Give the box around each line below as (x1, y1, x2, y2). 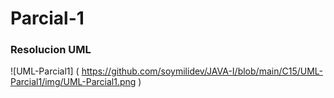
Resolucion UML (10, 43, 92, 57)
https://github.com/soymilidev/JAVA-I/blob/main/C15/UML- (81, 65, 323, 77)
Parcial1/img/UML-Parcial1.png (10, 76, 137, 88)
